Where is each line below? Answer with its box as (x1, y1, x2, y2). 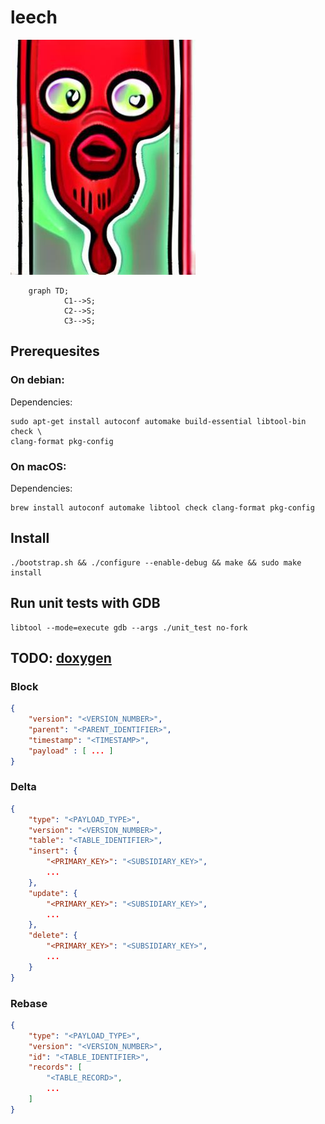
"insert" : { (28, 846, 78, 856)
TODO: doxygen (10, 649, 112, 666)
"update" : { (28, 888, 78, 898)
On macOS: (10, 459, 67, 473)
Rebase (10, 996, 48, 1010)
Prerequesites (10, 343, 100, 360)
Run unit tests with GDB (10, 595, 161, 612)
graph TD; (28, 286, 70, 296)
